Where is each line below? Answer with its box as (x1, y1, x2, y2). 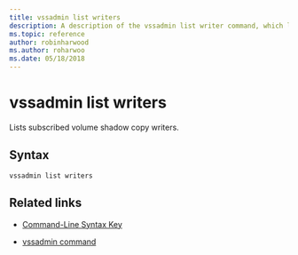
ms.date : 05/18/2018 (9, 54, 86, 63)
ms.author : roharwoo (9, 46, 86, 55)
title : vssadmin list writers (9, 12, 122, 22)
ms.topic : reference (9, 29, 86, 38)
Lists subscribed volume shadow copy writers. (9, 122, 179, 132)
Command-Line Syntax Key (21, 219, 122, 229)
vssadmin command (21, 236, 97, 247)
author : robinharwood (9, 37, 90, 47)
